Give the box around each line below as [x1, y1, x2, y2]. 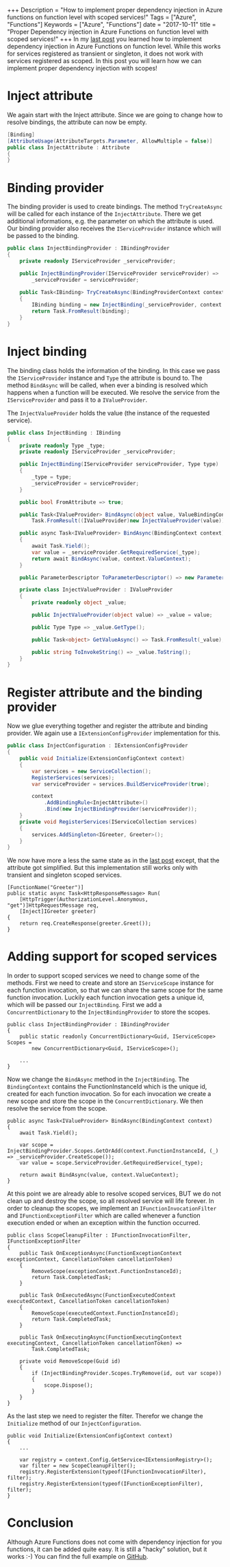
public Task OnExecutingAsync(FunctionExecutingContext [19, 1334, 183, 1341]
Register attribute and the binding [7, 685, 203, 700]
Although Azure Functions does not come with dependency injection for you [7, 1538, 222, 1546]
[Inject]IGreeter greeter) [19, 908, 97, 915]
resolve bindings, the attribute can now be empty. [7, 118, 147, 126]
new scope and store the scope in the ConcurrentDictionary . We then [7, 1097, 203, 1106]
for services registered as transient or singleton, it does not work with [7, 49, 203, 58]
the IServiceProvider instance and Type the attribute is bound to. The [7, 374, 203, 382]
